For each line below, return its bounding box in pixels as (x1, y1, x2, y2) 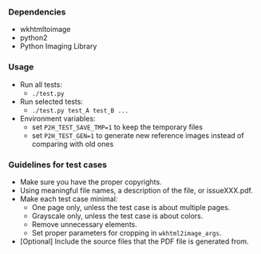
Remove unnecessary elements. (31, 219, 137, 229)
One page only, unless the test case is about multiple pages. (31, 202, 231, 212)
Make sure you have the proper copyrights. (19, 177, 162, 186)
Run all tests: (19, 79, 62, 89)
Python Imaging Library (19, 42, 97, 51)
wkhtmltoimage (19, 25, 71, 34)
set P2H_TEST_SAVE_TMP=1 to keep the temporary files (31, 122, 204, 132)
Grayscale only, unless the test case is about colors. (31, 211, 204, 220)
